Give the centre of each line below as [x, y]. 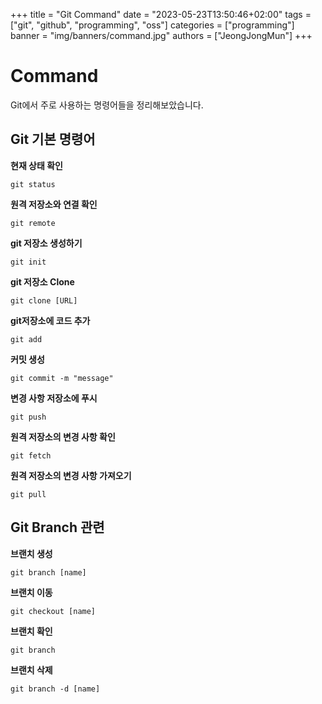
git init [28, 262]
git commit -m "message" [62, 378]
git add [26, 339]
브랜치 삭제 [31, 670]
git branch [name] [48, 572]
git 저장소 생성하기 [46, 243]
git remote [33, 223]
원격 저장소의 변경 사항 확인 [63, 436]
